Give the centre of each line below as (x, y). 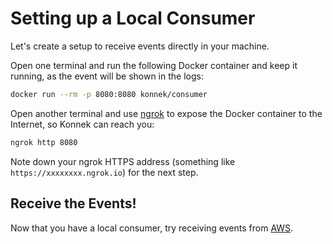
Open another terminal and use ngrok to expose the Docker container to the (166, 113)
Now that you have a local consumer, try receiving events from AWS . (152, 228)
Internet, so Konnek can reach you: (82, 124)
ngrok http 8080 (44, 142)
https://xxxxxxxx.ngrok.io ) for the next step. (104, 172)
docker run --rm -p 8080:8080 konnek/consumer (109, 94)
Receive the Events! (73, 203)
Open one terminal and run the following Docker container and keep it (154, 65)
